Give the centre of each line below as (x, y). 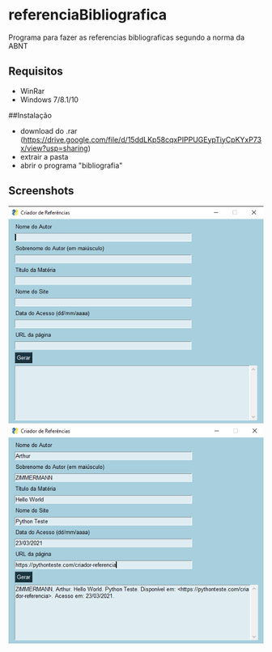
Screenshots (41, 191)
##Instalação (30, 115)
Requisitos (36, 72)
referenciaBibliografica (88, 15)
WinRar (32, 91)
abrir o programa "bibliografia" (71, 165)
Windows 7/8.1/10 (49, 100)
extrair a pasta (44, 156)
